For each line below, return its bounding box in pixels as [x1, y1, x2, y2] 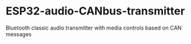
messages [5, 30, 32, 37]
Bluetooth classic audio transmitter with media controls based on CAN [5, 24, 182, 31]
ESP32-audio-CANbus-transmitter [5, 4, 186, 18]
